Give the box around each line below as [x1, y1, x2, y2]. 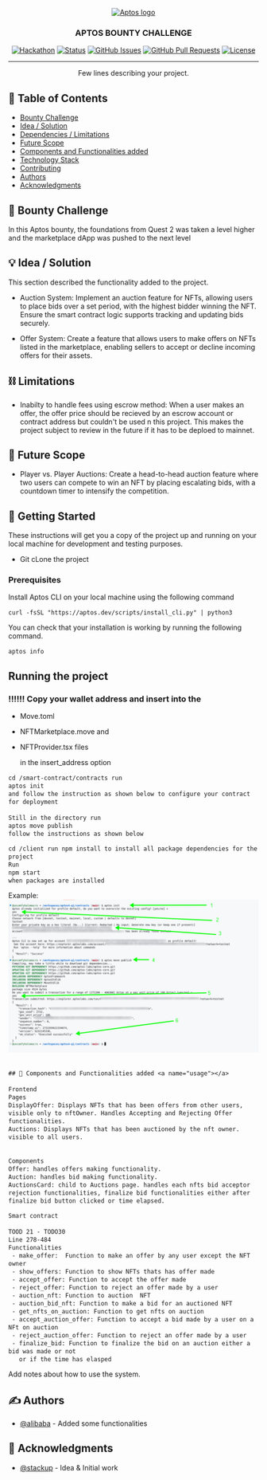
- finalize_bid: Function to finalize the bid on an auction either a [11, 1340, 250, 1348]
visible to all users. [8, 1133, 83, 1141]
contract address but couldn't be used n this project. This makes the [19, 417, 244, 426]
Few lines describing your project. [78, 69, 189, 78]
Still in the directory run [8, 814, 102, 822]
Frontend [8, 1085, 37, 1093]
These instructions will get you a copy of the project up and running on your [8, 531, 257, 540]
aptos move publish [8, 822, 73, 830]
